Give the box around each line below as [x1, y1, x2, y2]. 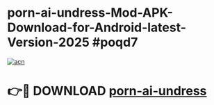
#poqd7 [92, 35, 138, 50]
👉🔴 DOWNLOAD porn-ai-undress [7, 83, 207, 99]
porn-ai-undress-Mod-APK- [7, 5, 174, 21]
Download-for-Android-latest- [7, 19, 186, 35]
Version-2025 [7, 35, 90, 50]
